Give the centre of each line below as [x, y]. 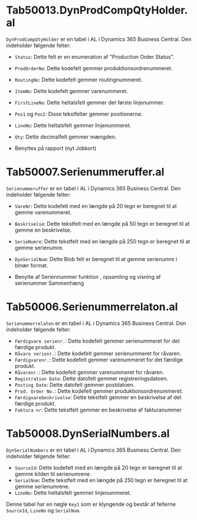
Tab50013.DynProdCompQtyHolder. [97, 10]
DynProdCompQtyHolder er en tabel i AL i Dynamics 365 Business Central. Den [99, 39]
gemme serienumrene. [42, 486]
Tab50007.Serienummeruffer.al [85, 172]
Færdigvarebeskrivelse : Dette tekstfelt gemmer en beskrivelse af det [98, 397]
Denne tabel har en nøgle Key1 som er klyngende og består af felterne [91, 504]
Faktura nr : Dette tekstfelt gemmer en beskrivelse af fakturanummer [98, 410]
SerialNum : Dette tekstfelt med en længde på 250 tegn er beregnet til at [101, 480]
